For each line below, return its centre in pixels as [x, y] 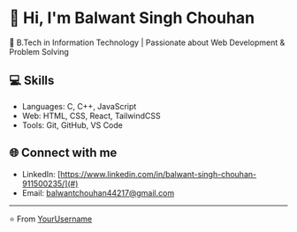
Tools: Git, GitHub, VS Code [72, 125]
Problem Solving [39, 51]
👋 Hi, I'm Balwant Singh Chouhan [132, 18]
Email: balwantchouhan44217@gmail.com [98, 192]
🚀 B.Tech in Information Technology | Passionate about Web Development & [147, 42]
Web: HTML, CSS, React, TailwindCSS [91, 116]
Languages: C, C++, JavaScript [79, 106]
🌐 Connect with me [63, 153]
